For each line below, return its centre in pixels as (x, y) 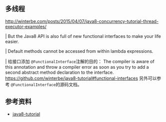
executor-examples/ (26, 26)
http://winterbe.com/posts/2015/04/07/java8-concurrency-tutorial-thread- (82, 21)
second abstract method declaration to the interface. (59, 72)
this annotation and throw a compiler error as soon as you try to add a (77, 67)
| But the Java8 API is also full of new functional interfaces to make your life (83, 36)
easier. (12, 41)
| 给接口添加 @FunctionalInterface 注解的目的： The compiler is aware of (80, 61)
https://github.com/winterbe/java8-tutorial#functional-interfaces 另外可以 (81, 78)
